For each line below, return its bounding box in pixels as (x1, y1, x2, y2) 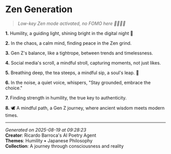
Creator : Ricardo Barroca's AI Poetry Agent (5, 132, 97, 138)
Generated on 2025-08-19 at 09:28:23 (5, 127, 87, 133)
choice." (5, 85, 23, 91)
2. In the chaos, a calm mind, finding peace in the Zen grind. (5, 40, 132, 46)
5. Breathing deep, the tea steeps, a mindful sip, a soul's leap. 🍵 (5, 70, 139, 76)
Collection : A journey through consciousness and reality (5, 143, 124, 149)
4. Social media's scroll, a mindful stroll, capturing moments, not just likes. (5, 59, 161, 66)
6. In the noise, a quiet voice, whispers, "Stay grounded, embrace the (5, 79, 151, 85)
